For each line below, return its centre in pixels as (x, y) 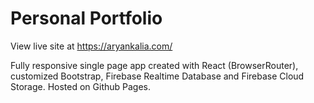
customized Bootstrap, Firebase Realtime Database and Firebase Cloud (157, 76)
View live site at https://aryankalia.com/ (91, 46)
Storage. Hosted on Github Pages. (81, 86)
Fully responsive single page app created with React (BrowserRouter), (154, 65)
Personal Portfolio (86, 18)
